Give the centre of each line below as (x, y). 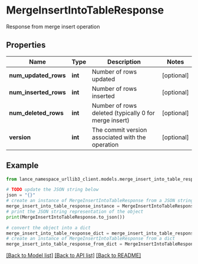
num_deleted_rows (36, 113)
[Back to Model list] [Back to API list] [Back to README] (74, 255)
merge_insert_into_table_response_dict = (58, 233)
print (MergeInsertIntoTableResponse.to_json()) (66, 217)
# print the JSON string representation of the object (75, 212)
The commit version (120, 130)
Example (22, 166)
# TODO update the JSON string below (52, 190)
